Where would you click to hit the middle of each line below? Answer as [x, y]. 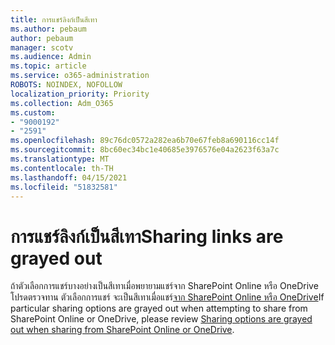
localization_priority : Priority [80, 94]
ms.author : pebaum [48, 29]
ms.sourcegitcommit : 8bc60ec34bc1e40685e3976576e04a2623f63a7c [145, 150]
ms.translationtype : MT [60, 159]
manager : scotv [42, 47]
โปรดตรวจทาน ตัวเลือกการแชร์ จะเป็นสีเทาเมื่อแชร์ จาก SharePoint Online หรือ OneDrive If [167, 297]
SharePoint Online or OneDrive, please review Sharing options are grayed [161, 319]
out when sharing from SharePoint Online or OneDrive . [122, 330]
